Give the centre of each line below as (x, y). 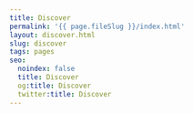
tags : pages (32, 52)
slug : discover (38, 43)
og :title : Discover (55, 86)
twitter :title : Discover (65, 94)
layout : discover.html (52, 35)
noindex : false (46, 69)
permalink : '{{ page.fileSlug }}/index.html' (97, 26)
